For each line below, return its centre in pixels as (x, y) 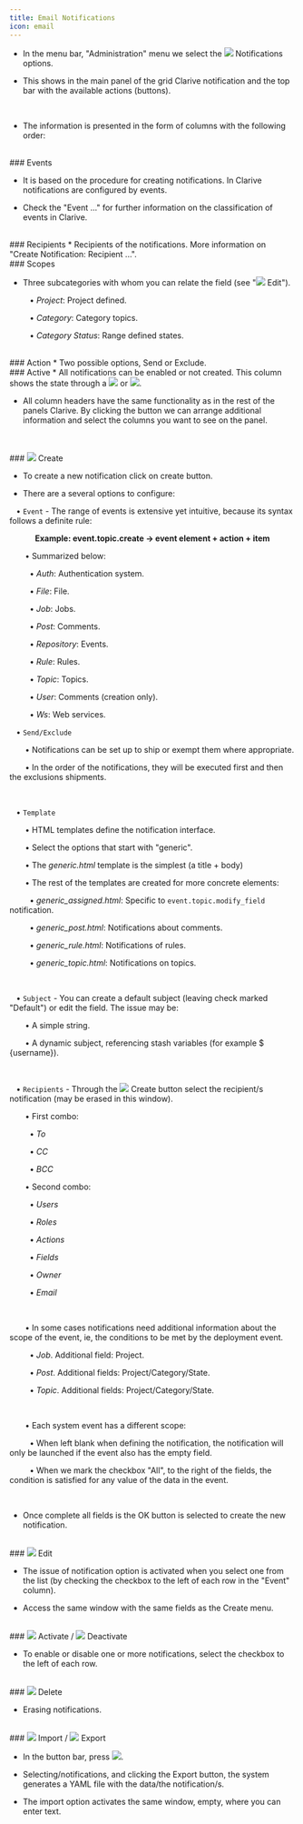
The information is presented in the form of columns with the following (154, 125)
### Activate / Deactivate (68, 1636)
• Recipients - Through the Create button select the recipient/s (140, 1088)
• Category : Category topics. (84, 317)
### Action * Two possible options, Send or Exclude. (108, 362)
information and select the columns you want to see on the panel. (145, 420)
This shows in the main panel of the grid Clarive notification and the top (156, 80)
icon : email (32, 26)
